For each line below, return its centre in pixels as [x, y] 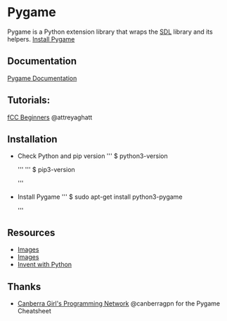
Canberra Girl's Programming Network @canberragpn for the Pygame [118, 303]
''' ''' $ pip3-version [46, 170]
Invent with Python [45, 265]
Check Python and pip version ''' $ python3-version [92, 156]
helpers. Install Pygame [41, 39]
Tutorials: [29, 100]
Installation [32, 139]
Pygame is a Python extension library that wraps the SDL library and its [110, 32]
